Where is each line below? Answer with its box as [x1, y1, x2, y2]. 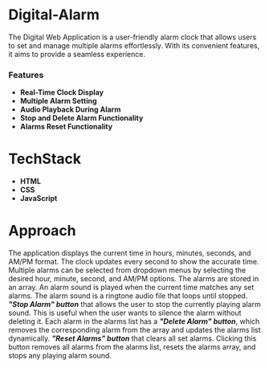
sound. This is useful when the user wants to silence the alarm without [8, 308, 242, 318]
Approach [8, 222, 76, 240]
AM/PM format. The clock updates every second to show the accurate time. [8, 257, 259, 267]
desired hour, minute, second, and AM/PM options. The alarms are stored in [8, 274, 259, 284]
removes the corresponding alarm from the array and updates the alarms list [8, 325, 261, 335]
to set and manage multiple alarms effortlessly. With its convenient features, [8, 40, 260, 50]
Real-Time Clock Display [19, 88, 104, 97]
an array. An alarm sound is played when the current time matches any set [8, 283, 255, 292]
